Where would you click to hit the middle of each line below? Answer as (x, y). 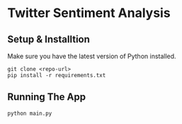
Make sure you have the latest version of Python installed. (92, 56)
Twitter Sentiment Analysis (89, 13)
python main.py (30, 113)
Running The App (47, 97)
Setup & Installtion (49, 39)
